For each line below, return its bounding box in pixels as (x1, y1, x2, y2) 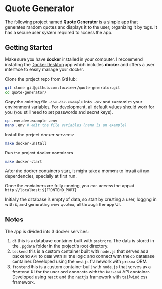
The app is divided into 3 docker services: (5, 228, 89, 234)
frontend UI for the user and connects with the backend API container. (12, 269, 150, 274)
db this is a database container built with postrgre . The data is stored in (12, 238, 154, 243)
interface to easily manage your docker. (5, 67, 85, 72)
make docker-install (5, 141, 47, 146)
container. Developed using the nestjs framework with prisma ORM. (12, 258, 148, 264)
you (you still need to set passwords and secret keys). (5, 109, 113, 115)
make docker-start (5, 159, 42, 164)
